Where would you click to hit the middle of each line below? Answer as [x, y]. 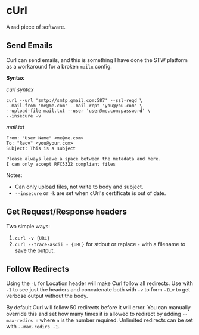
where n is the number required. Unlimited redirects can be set [116, 320]
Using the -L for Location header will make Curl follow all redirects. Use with [100, 283]
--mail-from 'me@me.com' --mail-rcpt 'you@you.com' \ [74, 106]
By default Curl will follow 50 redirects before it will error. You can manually [98, 308]
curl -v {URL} [32, 238]
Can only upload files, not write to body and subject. [79, 187]
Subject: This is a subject [41, 148]
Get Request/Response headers [66, 212]
